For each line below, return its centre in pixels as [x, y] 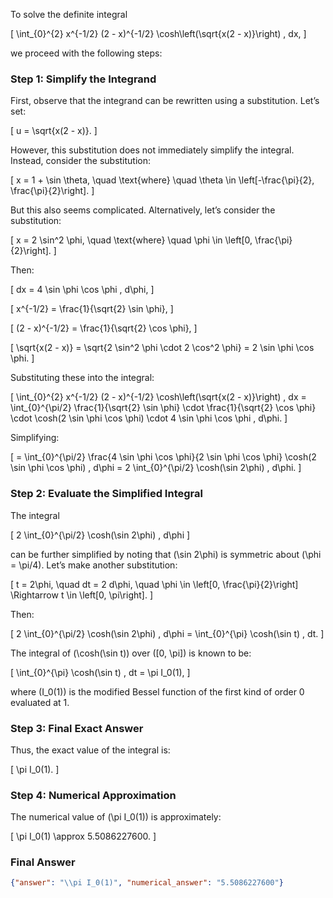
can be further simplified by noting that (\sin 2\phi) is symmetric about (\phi [166, 554]
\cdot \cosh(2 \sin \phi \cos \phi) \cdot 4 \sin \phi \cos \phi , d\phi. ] [149, 418]
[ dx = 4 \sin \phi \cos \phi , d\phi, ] [82, 290]
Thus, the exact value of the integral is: [90, 750]
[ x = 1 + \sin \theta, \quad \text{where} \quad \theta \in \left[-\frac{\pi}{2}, [162, 180]
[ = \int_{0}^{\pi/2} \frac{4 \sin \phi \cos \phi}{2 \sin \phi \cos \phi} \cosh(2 [163, 457]
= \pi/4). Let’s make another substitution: [94, 565]
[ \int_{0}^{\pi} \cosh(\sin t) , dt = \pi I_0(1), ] [100, 672]
